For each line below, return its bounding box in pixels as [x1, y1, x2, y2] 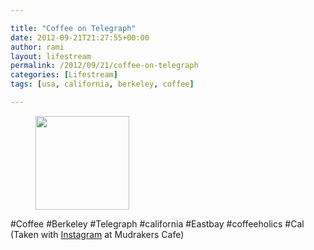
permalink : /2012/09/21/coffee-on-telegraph [10, 61, 199, 71]
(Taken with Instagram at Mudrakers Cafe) [10, 228, 185, 240]
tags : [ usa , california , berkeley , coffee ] [10, 79, 195, 90]
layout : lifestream [10, 51, 92, 61]
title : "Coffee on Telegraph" [10, 23, 137, 33]
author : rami [10, 42, 65, 52]
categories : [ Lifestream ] [10, 70, 118, 80]
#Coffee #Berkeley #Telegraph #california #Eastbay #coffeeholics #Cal [10, 217, 305, 230]
